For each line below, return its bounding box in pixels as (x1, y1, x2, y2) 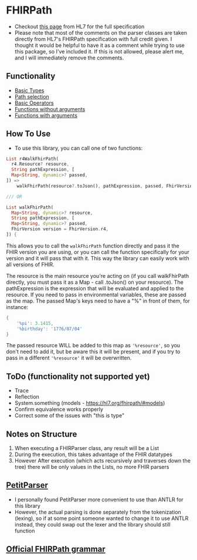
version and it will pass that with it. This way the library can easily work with (6, 254, 189, 261)
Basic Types (14, 86, 45, 94)
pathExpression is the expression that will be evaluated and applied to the (6, 284, 184, 291)
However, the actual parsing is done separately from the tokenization (14, 508, 182, 515)
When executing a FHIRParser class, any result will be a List (14, 445, 159, 452)
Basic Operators (14, 99, 54, 106)
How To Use (6, 129, 51, 139)
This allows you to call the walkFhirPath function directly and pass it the (6, 242, 180, 249)
